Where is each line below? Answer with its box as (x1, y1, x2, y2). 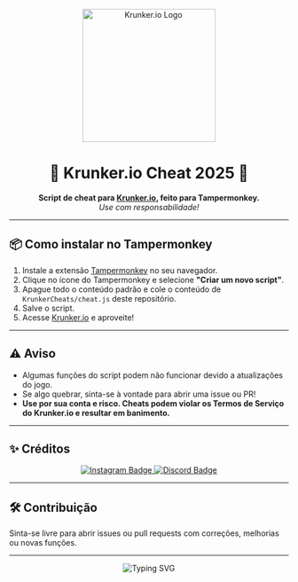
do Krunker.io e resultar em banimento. (21, 407, 170, 418)
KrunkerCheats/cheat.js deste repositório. (21, 293, 176, 303)
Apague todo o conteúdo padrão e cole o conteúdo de (21, 284, 222, 295)
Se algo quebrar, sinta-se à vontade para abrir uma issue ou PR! (21, 389, 256, 399)
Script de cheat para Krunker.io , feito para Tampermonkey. (38, 192, 260, 203)
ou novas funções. (9, 538, 77, 548)
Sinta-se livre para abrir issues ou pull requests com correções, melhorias (9, 528, 279, 539)
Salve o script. (21, 303, 75, 313)
